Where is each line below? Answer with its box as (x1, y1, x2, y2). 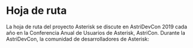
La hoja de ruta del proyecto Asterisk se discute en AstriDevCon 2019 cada (6, 23, 188, 30)
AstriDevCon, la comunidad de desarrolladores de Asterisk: (6, 35, 150, 42)
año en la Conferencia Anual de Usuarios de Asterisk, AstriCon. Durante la (6, 29, 186, 36)
